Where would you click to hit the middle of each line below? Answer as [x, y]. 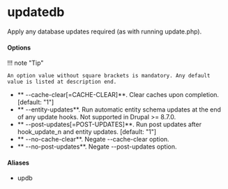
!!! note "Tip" [25, 63]
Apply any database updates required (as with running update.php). [105, 31]
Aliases [18, 162]
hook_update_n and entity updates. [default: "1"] [87, 132]
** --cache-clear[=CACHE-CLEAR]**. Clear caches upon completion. [118, 95]
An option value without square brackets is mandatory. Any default [109, 76]
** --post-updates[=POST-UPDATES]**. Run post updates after [109, 124]
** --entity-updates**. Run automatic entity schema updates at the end [119, 109]
